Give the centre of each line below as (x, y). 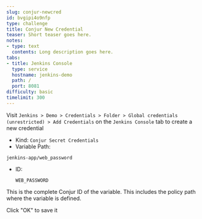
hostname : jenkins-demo (42, 75)
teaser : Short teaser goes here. (49, 35)
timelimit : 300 (26, 98)
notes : (15, 40)
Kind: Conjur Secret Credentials (57, 140)
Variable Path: (33, 146)
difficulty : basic (30, 92)
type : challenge (27, 23)
